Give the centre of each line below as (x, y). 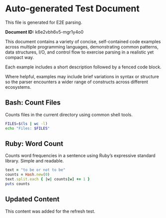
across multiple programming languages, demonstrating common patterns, (82, 47)
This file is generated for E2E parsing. (44, 22)
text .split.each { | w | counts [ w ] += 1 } (48, 179)
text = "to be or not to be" (35, 170)
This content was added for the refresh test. (50, 211)
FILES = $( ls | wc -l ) (27, 124)
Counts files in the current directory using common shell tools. (69, 114)
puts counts (17, 184)
